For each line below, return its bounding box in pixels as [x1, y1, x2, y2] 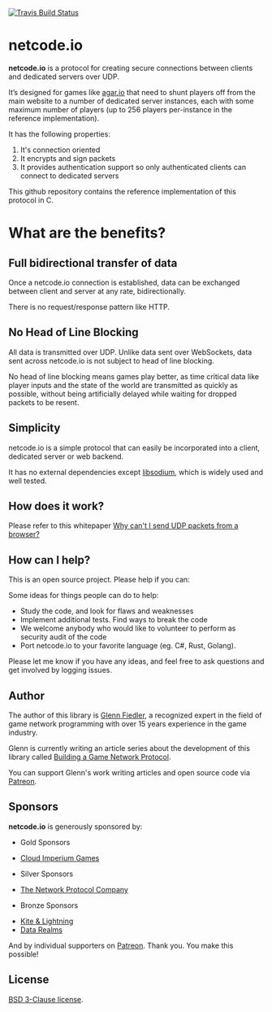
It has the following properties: [8, 129, 111, 138]
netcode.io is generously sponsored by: [8, 822, 143, 831]
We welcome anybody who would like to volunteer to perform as [19, 623, 236, 634]
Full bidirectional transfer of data [8, 256, 178, 270]
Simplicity [8, 421, 61, 435]
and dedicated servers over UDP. [8, 72, 119, 81]
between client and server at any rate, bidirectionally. [8, 286, 187, 296]
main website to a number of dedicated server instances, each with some [8, 96, 254, 106]
